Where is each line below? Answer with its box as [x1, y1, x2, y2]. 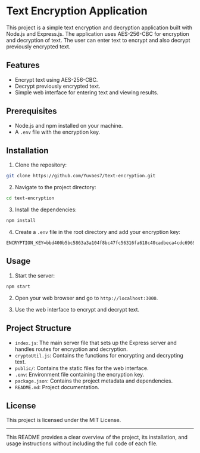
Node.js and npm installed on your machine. [14, 122, 123, 129]
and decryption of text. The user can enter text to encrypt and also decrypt [6, 36, 190, 44]
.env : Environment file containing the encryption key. [14, 371, 145, 378]
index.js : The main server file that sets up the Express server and [14, 339, 177, 346]
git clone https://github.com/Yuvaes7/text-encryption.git [6, 173, 156, 179]
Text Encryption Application [6, 4, 148, 18]
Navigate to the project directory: [14, 184, 96, 191]
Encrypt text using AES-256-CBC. [14, 76, 98, 83]
